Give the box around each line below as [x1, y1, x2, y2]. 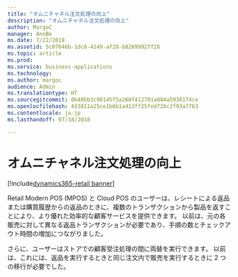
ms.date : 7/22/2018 [7, 37, 65, 44]
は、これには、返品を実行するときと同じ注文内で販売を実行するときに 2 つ [7, 253, 227, 261]
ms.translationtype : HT [7, 89, 78, 97]
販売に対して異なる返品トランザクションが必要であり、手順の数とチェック [7, 220, 225, 229]
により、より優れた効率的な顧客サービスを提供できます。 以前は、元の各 [13, 211, 226, 220]
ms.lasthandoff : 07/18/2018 [7, 116, 91, 123]
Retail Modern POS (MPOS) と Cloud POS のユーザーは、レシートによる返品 [7, 193, 230, 202]
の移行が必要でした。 [7, 262, 70, 271]
